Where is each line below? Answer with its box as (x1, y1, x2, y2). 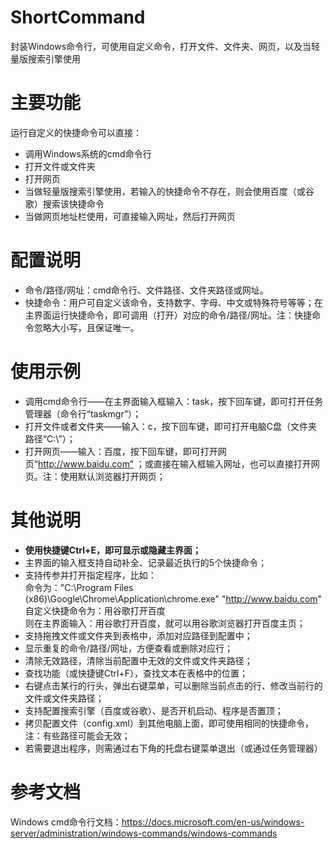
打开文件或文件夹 (24, 160, 96, 172)
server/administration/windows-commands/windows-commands (10, 827, 278, 839)
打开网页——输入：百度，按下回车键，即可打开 (24, 445, 218, 457)
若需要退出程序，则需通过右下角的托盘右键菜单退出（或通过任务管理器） (24, 742, 323, 754)
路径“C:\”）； (24, 432, 76, 445)
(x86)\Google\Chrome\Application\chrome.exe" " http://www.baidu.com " (24, 592, 323, 605)
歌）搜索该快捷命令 (24, 197, 105, 210)
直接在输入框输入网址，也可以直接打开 (153, 457, 312, 470)
